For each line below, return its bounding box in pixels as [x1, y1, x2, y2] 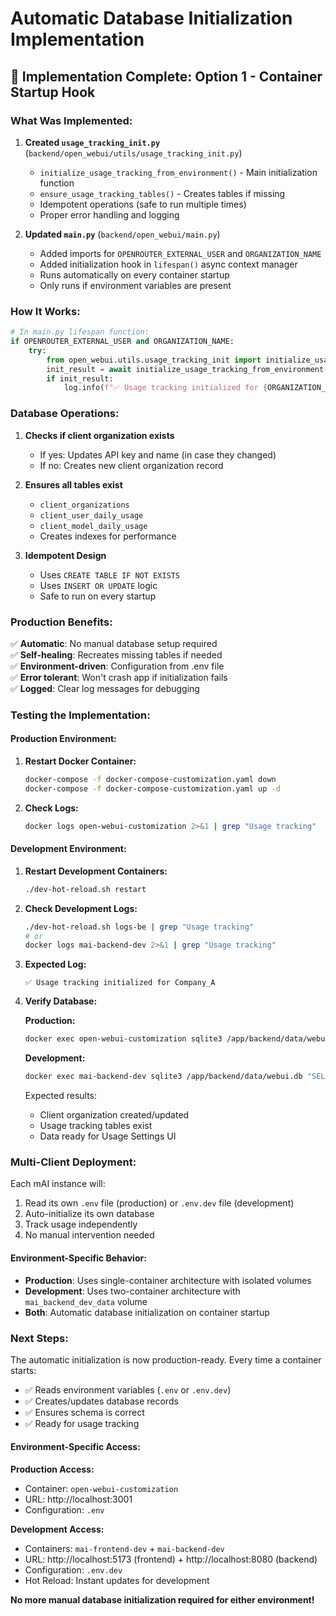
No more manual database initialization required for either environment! [10, 1594, 315, 1606]
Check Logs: [24, 802, 79, 814]
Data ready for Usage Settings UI [39, 1130, 177, 1142]
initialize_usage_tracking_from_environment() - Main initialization [39, 166, 318, 178]
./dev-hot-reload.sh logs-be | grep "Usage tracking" [24, 922, 254, 932]
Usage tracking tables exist [39, 1120, 153, 1132]
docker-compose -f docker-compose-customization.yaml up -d [24, 783, 281, 794]
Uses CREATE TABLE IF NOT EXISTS [39, 568, 181, 581]
